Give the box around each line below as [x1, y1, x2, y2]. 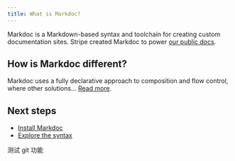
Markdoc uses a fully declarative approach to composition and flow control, [7, 77, 229, 85]
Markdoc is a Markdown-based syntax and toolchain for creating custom [7, 30, 221, 38]
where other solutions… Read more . [7, 84, 112, 93]
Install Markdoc [17, 123, 63, 132]
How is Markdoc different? [7, 58, 128, 70]
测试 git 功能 [7, 146, 44, 155]
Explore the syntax [17, 131, 72, 140]
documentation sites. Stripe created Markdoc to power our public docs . [7, 37, 217, 46]
